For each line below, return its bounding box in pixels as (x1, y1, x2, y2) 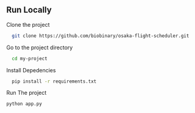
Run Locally (6, 5, 52, 15)
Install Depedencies (6, 66, 56, 74)
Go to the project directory (6, 44, 73, 51)
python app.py (6, 101, 43, 107)
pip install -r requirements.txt (12, 78, 97, 84)
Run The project (6, 89, 47, 97)
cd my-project (12, 55, 48, 61)
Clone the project (6, 21, 50, 28)
